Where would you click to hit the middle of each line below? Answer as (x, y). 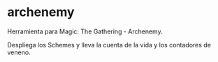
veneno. (19, 52)
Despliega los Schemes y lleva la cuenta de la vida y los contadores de (109, 45)
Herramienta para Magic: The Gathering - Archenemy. (85, 31)
